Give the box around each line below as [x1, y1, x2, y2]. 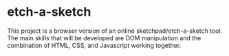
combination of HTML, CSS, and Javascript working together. [7, 41, 182, 49]
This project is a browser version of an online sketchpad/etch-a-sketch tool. [7, 27, 223, 35]
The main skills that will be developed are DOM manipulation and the [7, 33, 201, 42]
